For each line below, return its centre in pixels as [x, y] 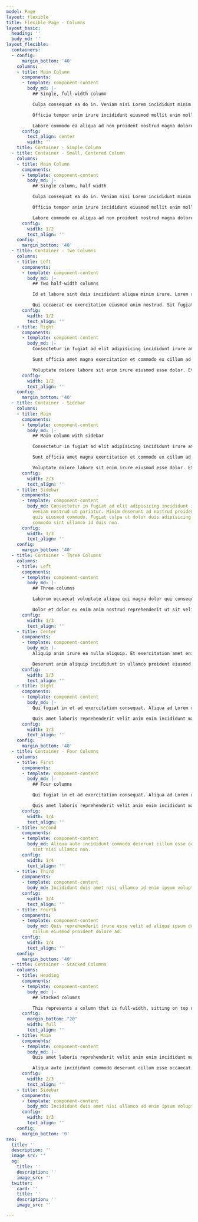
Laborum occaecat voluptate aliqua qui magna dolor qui [102, 599]
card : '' [27, 1188]
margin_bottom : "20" [52, 1019]
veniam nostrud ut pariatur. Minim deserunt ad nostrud [102, 512]
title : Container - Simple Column [59, 148]
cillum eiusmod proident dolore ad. [77, 932]
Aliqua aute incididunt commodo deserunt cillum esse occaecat [112, 1068]
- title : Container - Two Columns [54, 251]
